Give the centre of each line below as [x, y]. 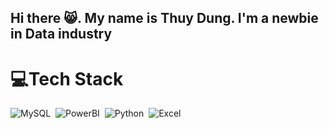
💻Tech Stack [67, 78]
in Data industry [61, 34]
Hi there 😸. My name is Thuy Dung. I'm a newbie [164, 18]
